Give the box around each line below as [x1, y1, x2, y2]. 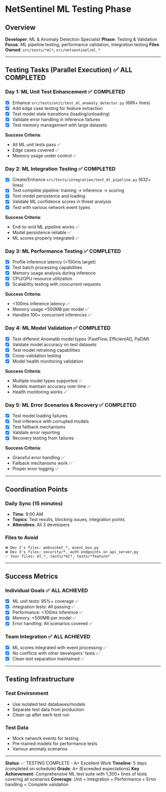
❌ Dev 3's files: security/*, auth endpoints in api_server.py [5, 550, 139, 555]
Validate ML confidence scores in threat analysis [12, 199, 112, 205]
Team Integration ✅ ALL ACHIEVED [5, 633, 90, 640]
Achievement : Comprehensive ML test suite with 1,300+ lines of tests [5, 771, 147, 777]
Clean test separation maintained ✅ [12, 655, 85, 662]
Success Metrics [5, 572, 58, 581]
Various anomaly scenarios [12, 745, 68, 751]
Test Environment [5, 690, 48, 697]
